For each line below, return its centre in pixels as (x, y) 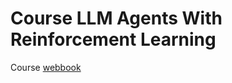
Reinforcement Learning (113, 39)
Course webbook (46, 67)
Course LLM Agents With (116, 18)
